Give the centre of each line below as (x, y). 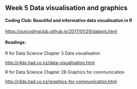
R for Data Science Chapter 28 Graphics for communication (65, 72)
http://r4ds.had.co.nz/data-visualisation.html (50, 62)
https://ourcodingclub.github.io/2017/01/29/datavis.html (61, 31)
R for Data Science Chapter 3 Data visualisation (53, 53)
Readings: (16, 42)
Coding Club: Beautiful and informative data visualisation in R (69, 20)
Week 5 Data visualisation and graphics (66, 8)
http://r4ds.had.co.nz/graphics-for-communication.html (61, 81)
